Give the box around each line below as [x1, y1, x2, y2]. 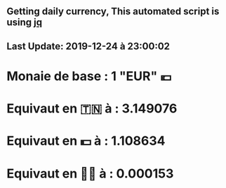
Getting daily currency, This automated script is [6, 6, 220, 17]
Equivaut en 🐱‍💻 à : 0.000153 [6, 166, 174, 181]
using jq [6, 17, 43, 29]
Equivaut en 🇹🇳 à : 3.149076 [6, 101, 178, 117]
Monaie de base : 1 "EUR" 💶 [6, 68, 172, 84]
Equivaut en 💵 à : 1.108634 [6, 133, 166, 149]
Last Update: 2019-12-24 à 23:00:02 [6, 40, 170, 52]
